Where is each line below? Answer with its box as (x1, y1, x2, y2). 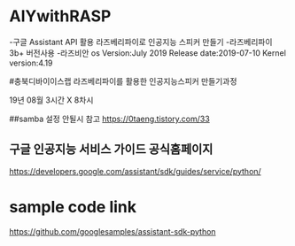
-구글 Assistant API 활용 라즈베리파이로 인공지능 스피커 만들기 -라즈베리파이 (9, 36, 273, 47)
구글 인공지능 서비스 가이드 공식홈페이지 (9, 142, 213, 157)
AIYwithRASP (9, 6, 112, 27)
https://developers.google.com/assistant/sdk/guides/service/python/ (9, 165, 261, 176)
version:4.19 (9, 58, 53, 68)
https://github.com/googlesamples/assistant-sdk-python (9, 226, 216, 236)
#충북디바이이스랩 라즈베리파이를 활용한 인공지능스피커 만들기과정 (9, 75, 237, 86)
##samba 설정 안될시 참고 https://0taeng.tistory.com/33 (9, 113, 210, 124)
